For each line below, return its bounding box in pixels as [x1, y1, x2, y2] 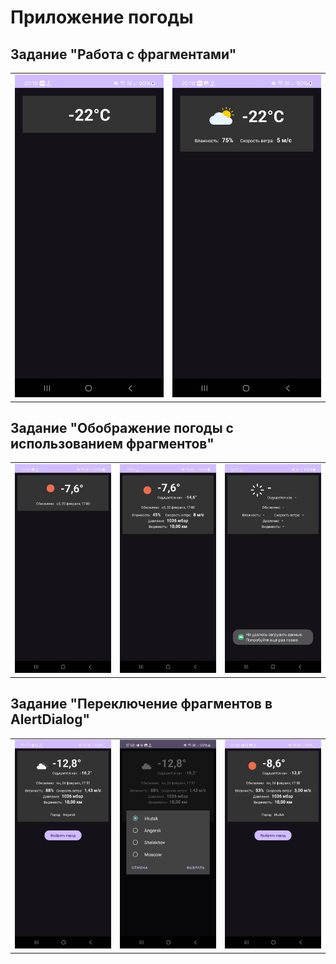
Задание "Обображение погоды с [10, 419, 234, 436]
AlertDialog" [10, 711, 91, 728]
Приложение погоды [10, 6, 194, 29]
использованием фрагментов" [10, 435, 215, 452]
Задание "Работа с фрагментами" [10, 46, 237, 63]
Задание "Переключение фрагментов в [10, 696, 273, 713]
